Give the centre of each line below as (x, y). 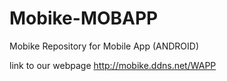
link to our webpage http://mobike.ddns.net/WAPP (113, 65)
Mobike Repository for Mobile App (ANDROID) (104, 46)
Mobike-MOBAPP (84, 18)
